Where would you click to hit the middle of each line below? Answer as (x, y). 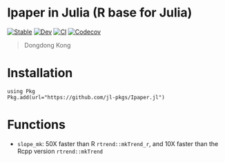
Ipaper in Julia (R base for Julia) (100, 13)
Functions (36, 125)
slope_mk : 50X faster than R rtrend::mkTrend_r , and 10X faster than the (118, 143)
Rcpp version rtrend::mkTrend (60, 151)
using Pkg (21, 91)
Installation (40, 73)
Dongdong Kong (47, 45)
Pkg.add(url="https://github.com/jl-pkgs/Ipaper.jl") (86, 97)
